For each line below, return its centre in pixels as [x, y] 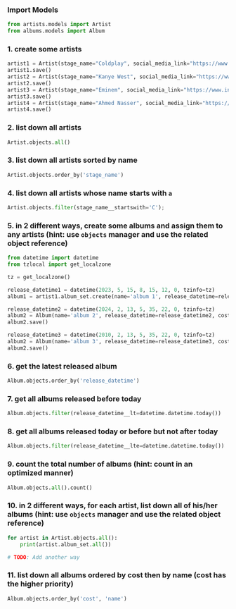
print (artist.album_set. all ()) [66, 544]
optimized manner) [40, 473]
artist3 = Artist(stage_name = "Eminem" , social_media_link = [96, 90]
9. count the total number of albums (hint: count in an [100, 465]
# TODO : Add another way [44, 557]
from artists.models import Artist [59, 25]
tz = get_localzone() [39, 277]
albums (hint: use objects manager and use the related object [114, 515]
